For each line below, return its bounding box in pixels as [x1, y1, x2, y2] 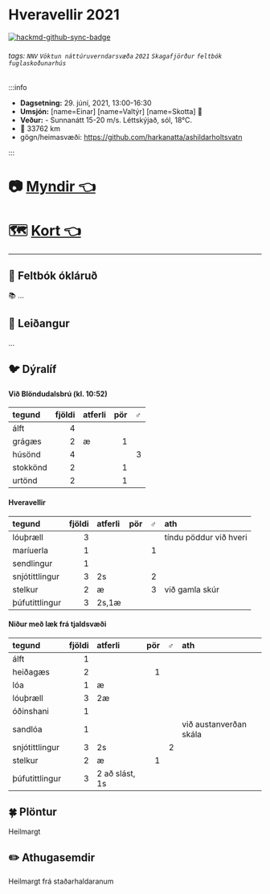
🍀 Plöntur [8, 806, 58, 819]
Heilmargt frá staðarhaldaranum [8, 876, 114, 886]
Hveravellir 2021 [8, 6, 120, 24]
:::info [8, 83, 27, 92]
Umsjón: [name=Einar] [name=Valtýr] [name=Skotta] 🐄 [19, 107, 202, 117]
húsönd [12, 449, 42, 460]
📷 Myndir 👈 [8, 178, 96, 196]
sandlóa [12, 724, 43, 735]
